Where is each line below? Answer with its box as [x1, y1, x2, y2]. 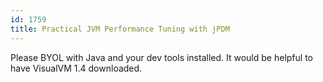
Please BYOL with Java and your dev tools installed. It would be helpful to [10, 51, 313, 63]
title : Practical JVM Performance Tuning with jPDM [10, 24, 230, 34]
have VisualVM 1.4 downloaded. [10, 62, 143, 74]
